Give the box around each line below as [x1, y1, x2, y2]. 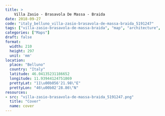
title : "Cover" [9, 99, 41, 104]
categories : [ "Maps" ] [5, 30, 50, 35]
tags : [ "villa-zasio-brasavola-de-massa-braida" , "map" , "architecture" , [5, 26, 161, 31]
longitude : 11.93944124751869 [9, 76, 72, 81]
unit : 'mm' [9, 53, 32, 58]
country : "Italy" [9, 67, 46, 72]
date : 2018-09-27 [5, 16, 41, 21]
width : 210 [9, 44, 32, 49]
